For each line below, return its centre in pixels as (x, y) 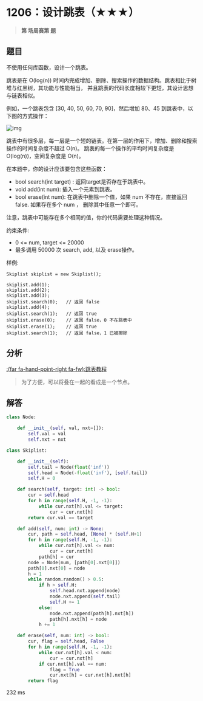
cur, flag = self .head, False (66, 641)
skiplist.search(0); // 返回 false (53, 302)
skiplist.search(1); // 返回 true (52, 314)
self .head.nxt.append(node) (85, 591)
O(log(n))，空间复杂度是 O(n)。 (45, 156)
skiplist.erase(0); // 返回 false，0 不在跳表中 (69, 320)
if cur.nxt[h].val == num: (73, 664)
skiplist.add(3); (28, 295)
